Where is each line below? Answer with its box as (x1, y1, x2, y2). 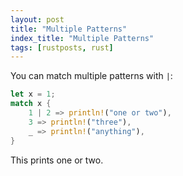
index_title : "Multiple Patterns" (10, 33, 155, 43)
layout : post (10, 14, 65, 25)
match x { (10, 99, 52, 109)
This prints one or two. (10, 154, 104, 166)
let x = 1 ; (10, 89, 56, 100)
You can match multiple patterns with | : (10, 70, 173, 82)
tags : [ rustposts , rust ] (10, 42, 114, 53)
